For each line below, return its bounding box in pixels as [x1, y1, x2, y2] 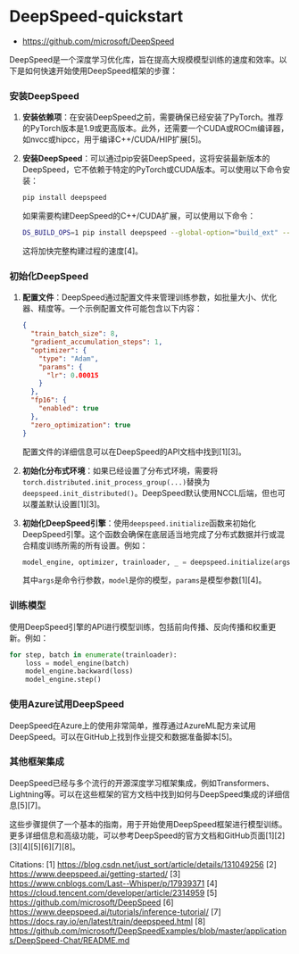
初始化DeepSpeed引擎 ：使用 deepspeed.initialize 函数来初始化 [21, 518, 257, 528]
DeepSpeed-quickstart [9, 6, 184, 27]
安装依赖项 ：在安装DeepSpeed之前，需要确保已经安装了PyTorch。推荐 [21, 112, 284, 122]
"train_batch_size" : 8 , [30, 329, 119, 338]
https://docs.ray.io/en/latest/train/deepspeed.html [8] [9, 916, 206, 926]
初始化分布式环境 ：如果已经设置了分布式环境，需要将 [21, 465, 219, 476]
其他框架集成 [9, 756, 65, 768]
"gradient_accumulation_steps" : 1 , [30, 337, 163, 347]
